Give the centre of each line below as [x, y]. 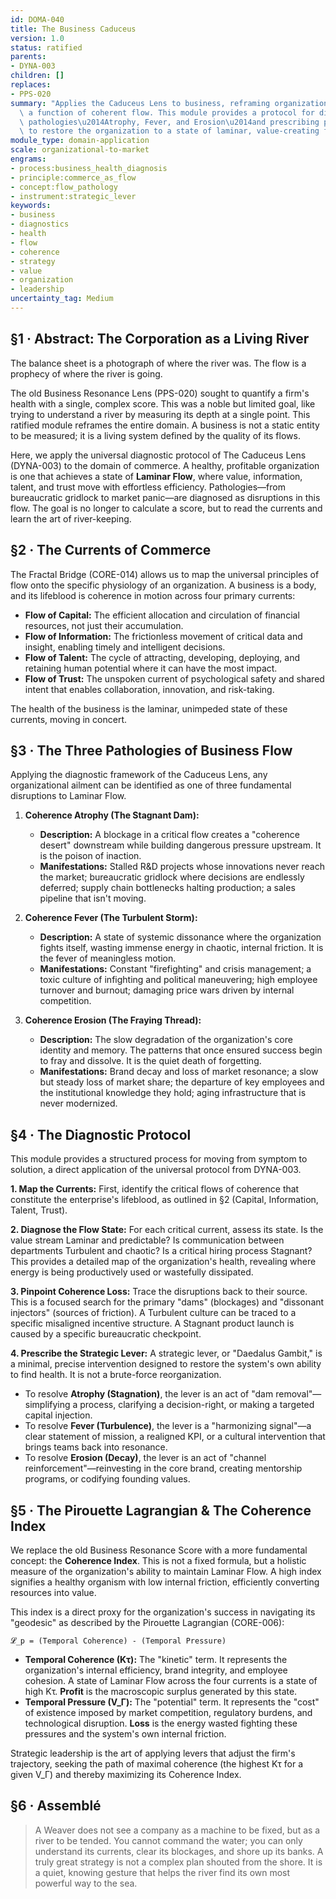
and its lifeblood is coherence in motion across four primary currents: [153, 595]
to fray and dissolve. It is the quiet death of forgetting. [150, 1061]
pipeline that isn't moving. [93, 898]
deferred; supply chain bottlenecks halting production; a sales [167, 888]
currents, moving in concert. [69, 719]
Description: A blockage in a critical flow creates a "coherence [169, 835]
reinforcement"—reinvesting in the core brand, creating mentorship [163, 1468]
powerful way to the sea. [86, 1883]
